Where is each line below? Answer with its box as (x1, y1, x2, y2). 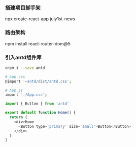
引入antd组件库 (5, 54, 42, 61)
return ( (9, 115, 28, 120)
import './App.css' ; (5, 92, 48, 97)
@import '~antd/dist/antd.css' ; (5, 79, 71, 84)
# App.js (5, 88, 23, 93)
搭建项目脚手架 (5, 4, 41, 11)
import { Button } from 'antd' (5, 101, 69, 107)
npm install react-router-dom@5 (5, 40, 70, 46)
